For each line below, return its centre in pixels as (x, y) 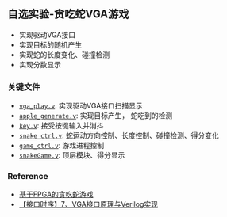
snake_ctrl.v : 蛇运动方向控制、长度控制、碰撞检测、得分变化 (119, 135)
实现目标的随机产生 (50, 44)
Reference (28, 177)
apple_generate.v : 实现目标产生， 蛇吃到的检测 (96, 116)
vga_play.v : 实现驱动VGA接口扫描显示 (81, 106)
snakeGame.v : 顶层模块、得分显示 (72, 155)
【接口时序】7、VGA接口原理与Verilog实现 (88, 204)
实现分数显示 (40, 64)
